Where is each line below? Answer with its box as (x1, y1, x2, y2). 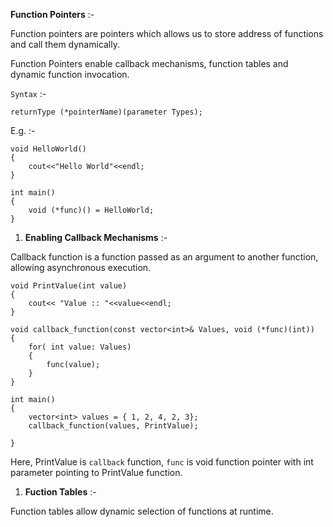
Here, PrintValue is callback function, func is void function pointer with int (10, 456, 314, 468)
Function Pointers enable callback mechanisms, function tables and (10, 58, 289, 69)
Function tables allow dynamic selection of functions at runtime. (10, 505, 274, 517)
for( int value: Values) (28, 342, 132, 352)
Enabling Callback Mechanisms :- (24, 232, 168, 243)
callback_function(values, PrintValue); (28, 421, 199, 431)
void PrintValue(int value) (10, 281, 128, 291)
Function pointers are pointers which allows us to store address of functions (10, 28, 324, 39)
